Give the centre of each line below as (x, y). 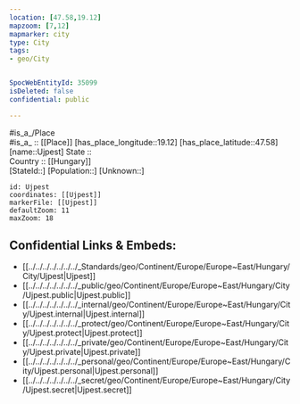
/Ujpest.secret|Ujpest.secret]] (77, 390)
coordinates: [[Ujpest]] (55, 194)
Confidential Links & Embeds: (93, 246)
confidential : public (50, 99)
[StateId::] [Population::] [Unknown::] (77, 170)
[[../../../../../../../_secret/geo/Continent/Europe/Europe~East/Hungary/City (156, 381)
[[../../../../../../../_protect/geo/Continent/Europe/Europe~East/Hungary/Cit (156, 324)
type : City (29, 42)
